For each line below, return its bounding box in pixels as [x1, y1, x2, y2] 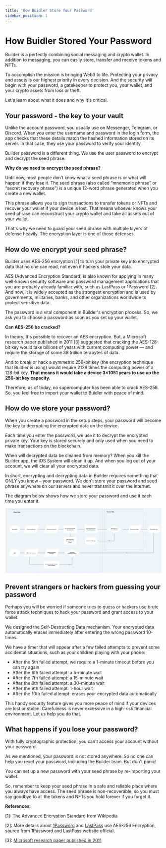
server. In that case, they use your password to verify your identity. [5, 140, 142, 146]
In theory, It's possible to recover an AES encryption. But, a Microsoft [5, 334, 146, 340]
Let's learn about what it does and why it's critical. [5, 97, 108, 103]
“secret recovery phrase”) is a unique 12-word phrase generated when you [5, 185, 158, 191]
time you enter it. [5, 498, 40, 504]
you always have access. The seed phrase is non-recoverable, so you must [5, 788, 160, 794]
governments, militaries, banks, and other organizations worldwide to [5, 294, 147, 300]
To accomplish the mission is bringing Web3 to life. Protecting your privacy [5, 72, 158, 78]
